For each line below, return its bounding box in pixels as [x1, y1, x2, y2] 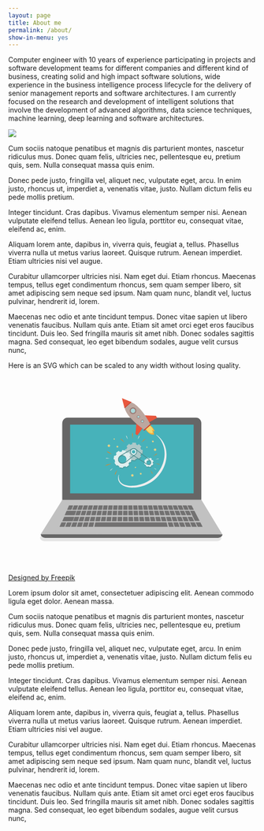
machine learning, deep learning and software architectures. [8, 113, 205, 123]
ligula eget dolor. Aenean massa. [8, 596, 114, 606]
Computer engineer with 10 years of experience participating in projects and [8, 55, 256, 65]
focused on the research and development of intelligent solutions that [8, 97, 234, 106]
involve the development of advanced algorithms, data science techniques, [8, 106, 252, 115]
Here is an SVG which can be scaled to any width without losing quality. [8, 361, 241, 370]
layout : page [8, 11, 51, 20]
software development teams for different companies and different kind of [8, 64, 249, 73]
